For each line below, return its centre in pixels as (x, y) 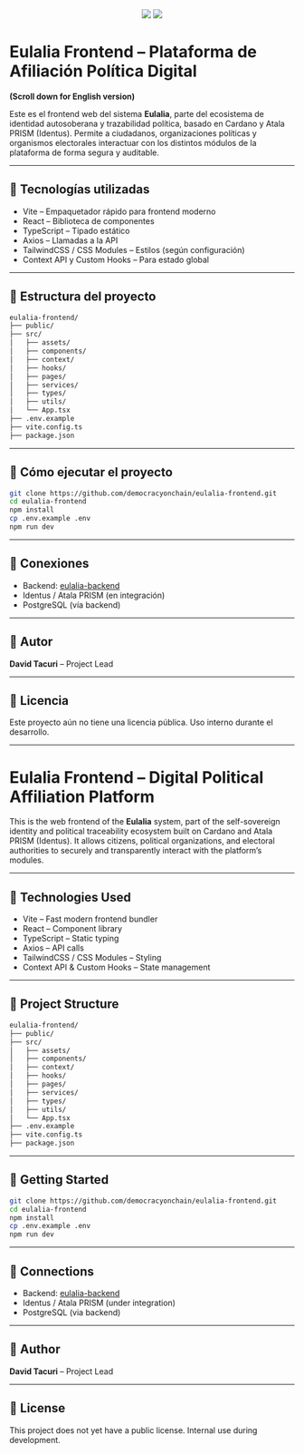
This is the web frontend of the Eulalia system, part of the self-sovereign (145, 822)
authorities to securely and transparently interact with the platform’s (136, 851)
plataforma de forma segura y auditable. (85, 152)
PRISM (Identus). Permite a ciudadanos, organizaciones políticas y (133, 133)
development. (35, 1439)
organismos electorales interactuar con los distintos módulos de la (133, 142)
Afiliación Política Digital (103, 71)
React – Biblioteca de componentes (89, 220)
